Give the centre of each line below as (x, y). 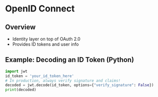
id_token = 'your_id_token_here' (40, 76)
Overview (21, 27)
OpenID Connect (40, 9)
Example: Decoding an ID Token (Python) (70, 60)
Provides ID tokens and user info (46, 44)
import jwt (16, 71)
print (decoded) (21, 90)
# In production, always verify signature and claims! (63, 81)
